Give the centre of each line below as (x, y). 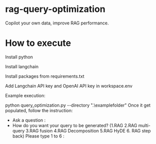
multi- (144, 125)
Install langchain (22, 66)
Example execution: (25, 95)
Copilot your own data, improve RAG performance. (57, 23)
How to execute (38, 43)
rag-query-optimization (55, 9)
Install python (19, 57)
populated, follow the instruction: (39, 110)
